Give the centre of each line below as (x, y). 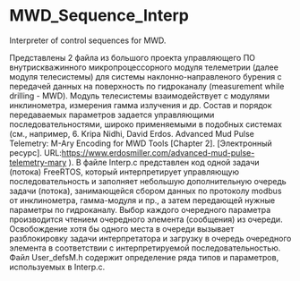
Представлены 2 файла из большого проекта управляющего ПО (132, 57)
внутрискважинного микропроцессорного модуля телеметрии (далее (144, 67)
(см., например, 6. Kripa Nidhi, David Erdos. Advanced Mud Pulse (132, 133)
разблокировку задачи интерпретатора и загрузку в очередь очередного (150, 238)
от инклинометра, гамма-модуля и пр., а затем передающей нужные (142, 200)
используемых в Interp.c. (57, 267)
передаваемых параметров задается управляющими (112, 115)
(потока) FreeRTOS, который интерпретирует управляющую (124, 172)
